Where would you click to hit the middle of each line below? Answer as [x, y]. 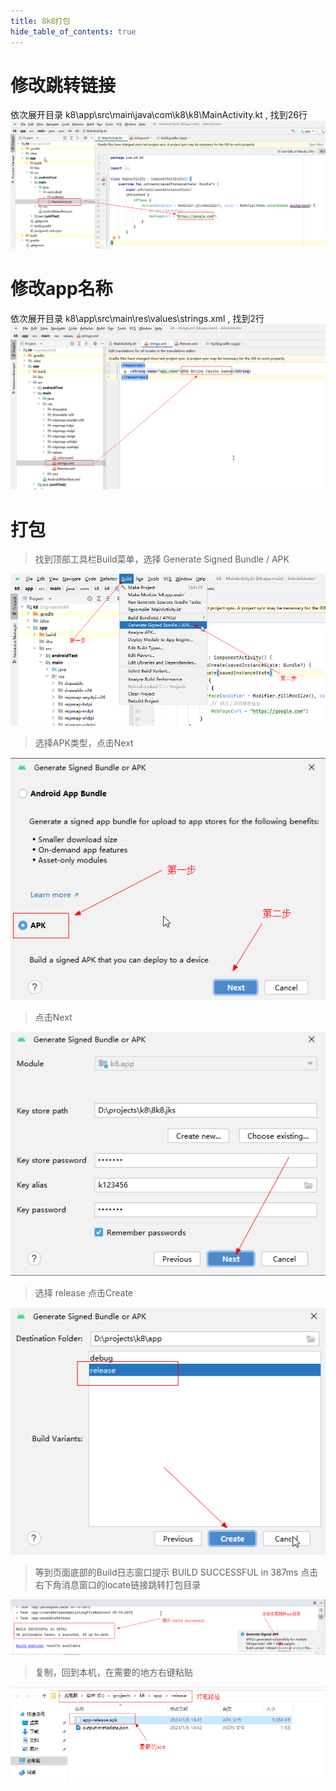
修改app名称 [61, 288]
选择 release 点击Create [84, 1293]
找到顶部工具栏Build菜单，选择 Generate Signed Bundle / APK [162, 559]
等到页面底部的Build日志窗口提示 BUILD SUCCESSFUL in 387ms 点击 [176, 1572]
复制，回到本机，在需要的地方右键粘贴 [113, 1672]
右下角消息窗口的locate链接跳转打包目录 [118, 1585]
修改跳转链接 [63, 85]
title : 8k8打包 [40, 21]
